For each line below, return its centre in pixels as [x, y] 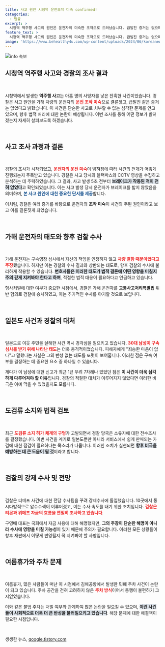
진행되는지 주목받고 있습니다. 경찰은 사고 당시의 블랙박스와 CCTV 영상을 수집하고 [82, 175]
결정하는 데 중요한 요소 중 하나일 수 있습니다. [57, 361]
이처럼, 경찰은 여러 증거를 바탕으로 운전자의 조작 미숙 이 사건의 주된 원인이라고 [79, 204]
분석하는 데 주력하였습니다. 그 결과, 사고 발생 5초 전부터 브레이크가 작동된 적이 [79, 181]
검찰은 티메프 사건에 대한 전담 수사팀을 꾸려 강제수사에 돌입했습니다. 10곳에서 [79, 500]
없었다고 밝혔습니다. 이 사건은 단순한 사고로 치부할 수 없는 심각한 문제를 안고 [83, 108]
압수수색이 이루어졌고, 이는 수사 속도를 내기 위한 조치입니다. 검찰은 [94, 506]
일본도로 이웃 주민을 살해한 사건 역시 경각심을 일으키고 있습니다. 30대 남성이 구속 [82, 343]
